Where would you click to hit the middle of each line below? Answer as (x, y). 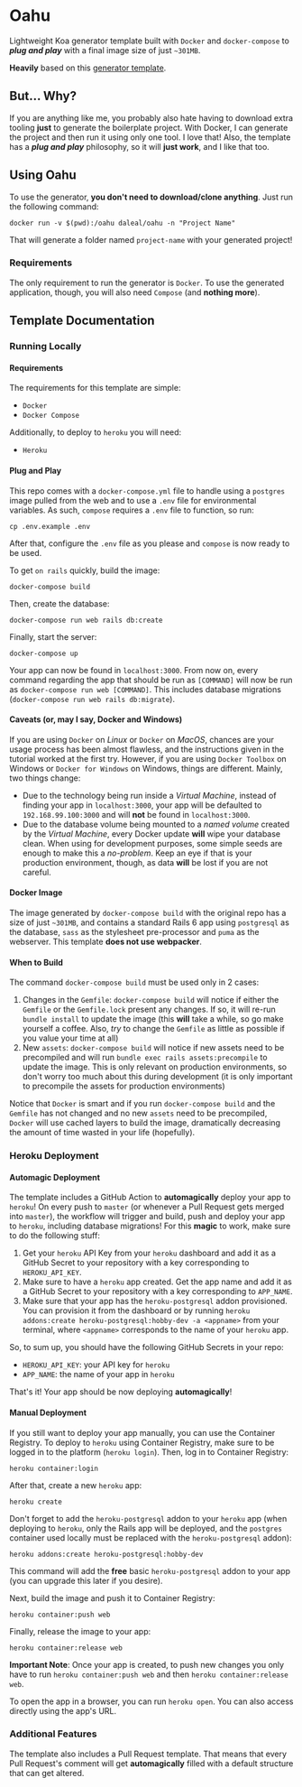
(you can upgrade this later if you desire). (86, 1580)
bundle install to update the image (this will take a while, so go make (153, 1019)
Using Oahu (43, 176)
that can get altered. (47, 1773)
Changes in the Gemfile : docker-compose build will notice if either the (151, 1000)
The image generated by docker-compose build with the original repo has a (148, 912)
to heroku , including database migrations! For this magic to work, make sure (150, 1226)
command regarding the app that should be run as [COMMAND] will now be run (151, 680)
